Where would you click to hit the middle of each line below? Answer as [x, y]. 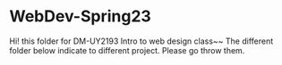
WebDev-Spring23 [81, 16]
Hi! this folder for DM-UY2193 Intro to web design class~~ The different [141, 41]
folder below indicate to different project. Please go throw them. [127, 50]
